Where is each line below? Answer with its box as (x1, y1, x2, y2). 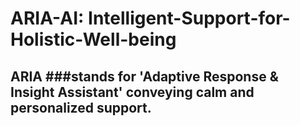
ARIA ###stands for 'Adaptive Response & (10, 68, 279, 85)
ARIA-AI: (10, 7, 85, 30)
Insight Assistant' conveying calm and (10, 83, 255, 101)
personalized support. (10, 99, 152, 116)
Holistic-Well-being (10, 28, 177, 51)
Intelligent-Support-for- (88, 7, 291, 30)
